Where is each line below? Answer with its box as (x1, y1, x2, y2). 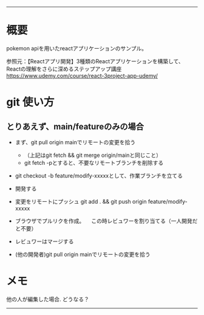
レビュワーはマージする (15, 238, 74, 245)
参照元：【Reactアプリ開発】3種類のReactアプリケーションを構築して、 (6, 57, 184, 64)
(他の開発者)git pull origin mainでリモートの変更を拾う (15, 251, 151, 258)
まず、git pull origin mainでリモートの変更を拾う (15, 138, 136, 146)
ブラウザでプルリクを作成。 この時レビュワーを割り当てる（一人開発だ (15, 217, 198, 224)
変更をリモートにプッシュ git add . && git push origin (15, 198, 147, 205)
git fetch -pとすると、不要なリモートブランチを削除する (24, 159, 164, 166)
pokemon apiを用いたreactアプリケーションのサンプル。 (6, 44, 148, 52)
